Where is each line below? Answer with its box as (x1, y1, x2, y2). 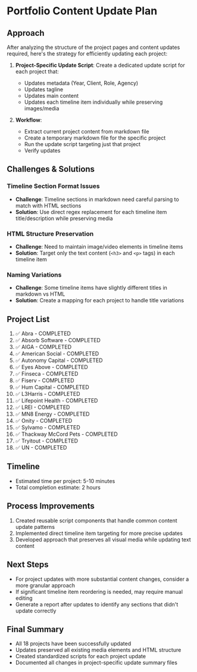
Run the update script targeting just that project (24, 141, 141, 147)
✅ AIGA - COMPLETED (15, 343, 72, 351)
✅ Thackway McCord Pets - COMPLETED (15, 431, 118, 438)
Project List (7, 314, 50, 324)
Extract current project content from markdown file (24, 128, 149, 135)
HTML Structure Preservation (7, 230, 94, 238)
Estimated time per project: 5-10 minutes (15, 477, 115, 484)
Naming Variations (7, 270, 62, 278)
